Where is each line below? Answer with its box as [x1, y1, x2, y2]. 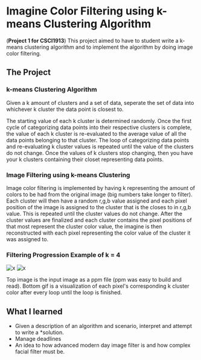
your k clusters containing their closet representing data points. [6, 156, 164, 163]
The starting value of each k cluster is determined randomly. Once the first [6, 117, 192, 124]
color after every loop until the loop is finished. [6, 289, 123, 296]
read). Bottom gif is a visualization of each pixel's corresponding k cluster [6, 282, 190, 290]
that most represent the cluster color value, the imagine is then [6, 223, 162, 230]
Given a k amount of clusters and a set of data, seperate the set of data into [6, 99, 194, 106]
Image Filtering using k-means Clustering [6, 171, 130, 179]
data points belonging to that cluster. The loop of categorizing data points [6, 136, 190, 144]
